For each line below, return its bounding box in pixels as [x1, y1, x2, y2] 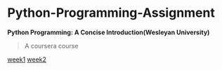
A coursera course [24, 41, 79, 50]
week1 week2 [7, 55, 47, 64]
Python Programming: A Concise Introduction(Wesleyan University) [7, 28, 210, 36]
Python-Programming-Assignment [7, 5, 216, 21]
